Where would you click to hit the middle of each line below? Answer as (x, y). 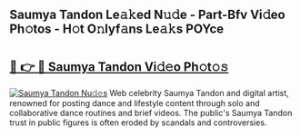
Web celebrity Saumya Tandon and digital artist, (199, 93)
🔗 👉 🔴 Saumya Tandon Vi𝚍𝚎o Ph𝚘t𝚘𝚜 (119, 67)
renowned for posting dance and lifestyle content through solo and (135, 103)
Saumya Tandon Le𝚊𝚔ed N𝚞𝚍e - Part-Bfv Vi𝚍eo (147, 15)
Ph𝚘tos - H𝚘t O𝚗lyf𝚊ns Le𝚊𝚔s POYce (117, 29)
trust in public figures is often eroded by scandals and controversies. (138, 122)
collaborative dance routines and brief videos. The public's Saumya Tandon (151, 113)
